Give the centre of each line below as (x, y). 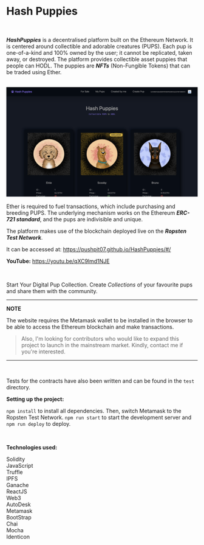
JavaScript (20, 465)
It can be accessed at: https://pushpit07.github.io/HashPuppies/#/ (89, 249)
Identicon (18, 536)
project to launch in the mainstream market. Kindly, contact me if (102, 345)
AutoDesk (19, 504)
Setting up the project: (35, 399)
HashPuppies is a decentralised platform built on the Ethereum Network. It (100, 40)
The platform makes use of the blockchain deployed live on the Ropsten (97, 231)
